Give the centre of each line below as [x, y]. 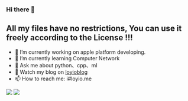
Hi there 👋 [21, 9]
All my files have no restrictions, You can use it [94, 29]
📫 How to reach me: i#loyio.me [53, 79]
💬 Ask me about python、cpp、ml [56, 65]
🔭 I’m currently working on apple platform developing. [80, 52]
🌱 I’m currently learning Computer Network [67, 58]
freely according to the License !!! [69, 38]
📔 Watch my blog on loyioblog [51, 72]
